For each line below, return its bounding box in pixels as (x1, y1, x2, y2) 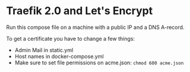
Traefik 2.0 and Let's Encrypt (6, 4, 153, 18)
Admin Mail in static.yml (14, 46, 74, 54)
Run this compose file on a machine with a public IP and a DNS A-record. (6, 24, 185, 31)
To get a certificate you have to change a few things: (6, 35, 135, 42)
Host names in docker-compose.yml (14, 53, 104, 60)
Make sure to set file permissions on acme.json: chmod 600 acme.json (14, 59, 184, 66)
